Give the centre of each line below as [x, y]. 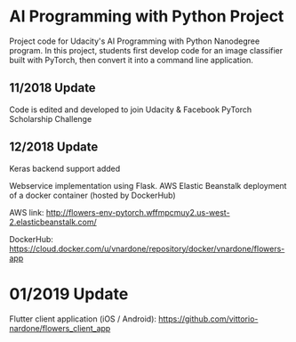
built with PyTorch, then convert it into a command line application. [131, 60]
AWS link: [27, 212]
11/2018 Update [52, 88]
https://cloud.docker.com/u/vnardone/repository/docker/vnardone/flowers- [147, 248]
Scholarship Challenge [51, 118]
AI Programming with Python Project [147, 16]
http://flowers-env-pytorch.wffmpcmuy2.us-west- [138, 212]
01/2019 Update [69, 293]
